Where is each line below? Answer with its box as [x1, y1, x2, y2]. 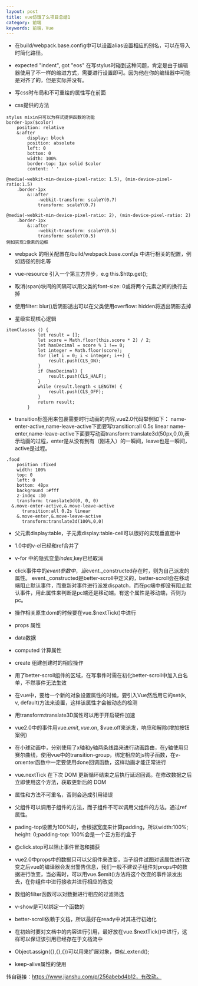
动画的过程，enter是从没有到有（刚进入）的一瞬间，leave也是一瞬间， [19, 437, 190, 445]
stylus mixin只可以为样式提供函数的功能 [6, 114, 95, 121]
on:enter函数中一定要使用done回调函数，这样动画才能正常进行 [14, 759, 167, 766]
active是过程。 [14, 445, 51, 452]
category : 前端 [6, 19, 42, 25]
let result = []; [37, 332, 81, 338]
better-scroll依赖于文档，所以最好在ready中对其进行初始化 [14, 916, 157, 923]
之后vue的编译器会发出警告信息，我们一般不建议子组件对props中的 [19, 863, 183, 870]
